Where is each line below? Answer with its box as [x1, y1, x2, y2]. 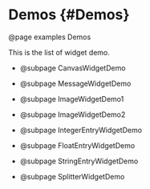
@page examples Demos [8, 32, 91, 42]
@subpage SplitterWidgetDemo [19, 171, 125, 181]
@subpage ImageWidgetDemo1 [19, 94, 124, 103]
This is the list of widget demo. [8, 47, 111, 57]
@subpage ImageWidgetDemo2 [19, 110, 126, 119]
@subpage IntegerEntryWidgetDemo [19, 125, 143, 135]
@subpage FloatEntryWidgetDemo [19, 140, 136, 150]
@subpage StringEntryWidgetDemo [19, 156, 139, 166]
